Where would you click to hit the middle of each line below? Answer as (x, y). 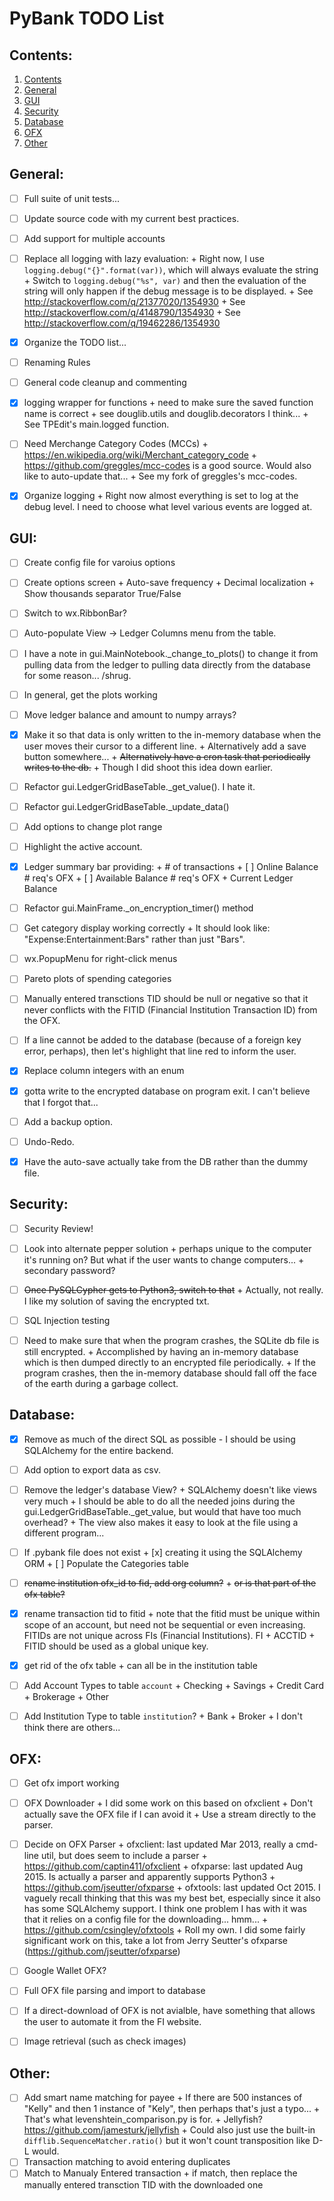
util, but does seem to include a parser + (124, 1856)
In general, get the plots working (90, 694)
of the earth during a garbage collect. (101, 1383)
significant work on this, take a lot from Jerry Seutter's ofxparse (155, 1941)
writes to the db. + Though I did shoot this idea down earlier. (148, 767)
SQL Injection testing (67, 1320)
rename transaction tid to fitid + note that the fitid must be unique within (172, 1613)
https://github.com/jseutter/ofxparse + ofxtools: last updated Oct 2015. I (172, 1888)
